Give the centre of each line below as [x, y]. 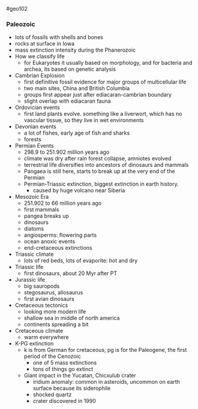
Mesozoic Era [32, 197]
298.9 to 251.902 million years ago [67, 152]
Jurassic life [30, 280]
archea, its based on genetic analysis [70, 69]
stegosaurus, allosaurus [53, 292]
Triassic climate [34, 254]
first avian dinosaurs [49, 299]
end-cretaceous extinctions [58, 248]
